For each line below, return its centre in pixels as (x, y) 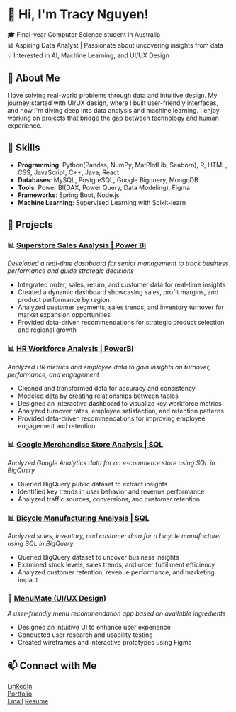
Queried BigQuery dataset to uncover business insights (98, 557)
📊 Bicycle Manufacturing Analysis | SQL (78, 518)
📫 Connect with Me (52, 666)
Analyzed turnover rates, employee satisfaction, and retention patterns (121, 411)
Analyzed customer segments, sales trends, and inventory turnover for (121, 307)
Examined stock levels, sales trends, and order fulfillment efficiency (116, 565)
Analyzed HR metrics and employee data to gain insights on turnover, (109, 367)
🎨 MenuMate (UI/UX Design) (57, 599)
